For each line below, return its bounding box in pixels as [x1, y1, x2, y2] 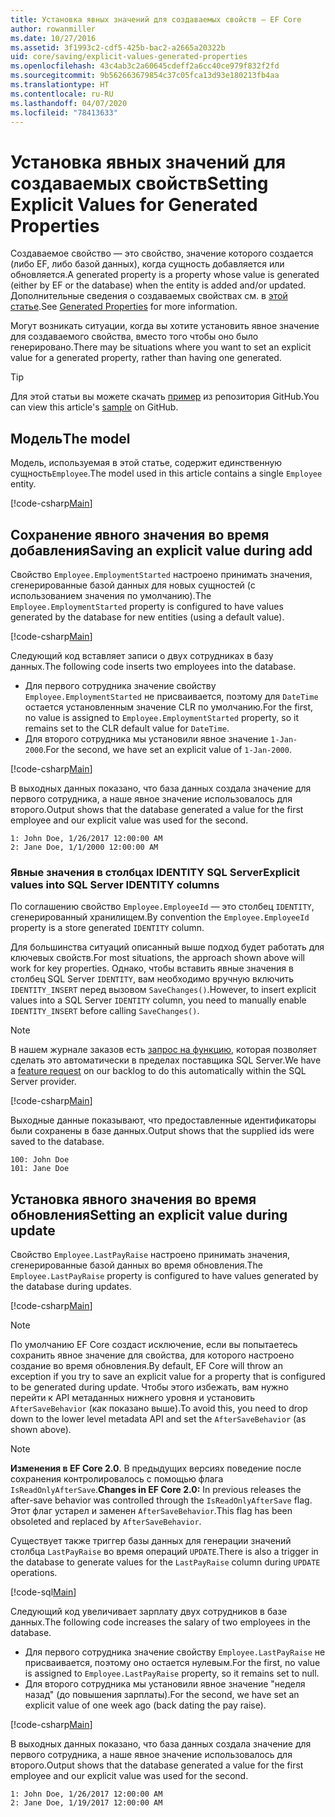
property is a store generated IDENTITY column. [10, 922, 205, 934]
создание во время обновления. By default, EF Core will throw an [10, 1360, 283, 1372]
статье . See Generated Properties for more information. [10, 301, 238, 313]
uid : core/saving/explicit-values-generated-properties [10, 52, 248, 62]
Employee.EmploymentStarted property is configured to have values [10, 600, 284, 612]
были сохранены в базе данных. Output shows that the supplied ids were [10, 1125, 315, 1137]
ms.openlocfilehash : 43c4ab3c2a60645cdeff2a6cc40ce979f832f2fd [10, 61, 280, 71]
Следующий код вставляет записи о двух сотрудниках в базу [10, 649, 274, 661]
